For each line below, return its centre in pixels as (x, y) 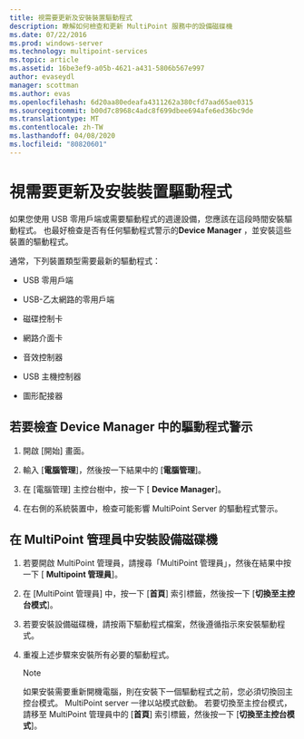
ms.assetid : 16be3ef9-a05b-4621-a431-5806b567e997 (107, 69)
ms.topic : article (44, 60)
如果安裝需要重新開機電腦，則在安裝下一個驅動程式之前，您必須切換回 (154, 692)
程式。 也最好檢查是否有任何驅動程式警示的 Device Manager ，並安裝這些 (154, 230)
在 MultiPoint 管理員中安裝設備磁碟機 (113, 539)
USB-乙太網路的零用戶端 (69, 299)
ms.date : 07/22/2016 (49, 34)
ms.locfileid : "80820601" (58, 144)
